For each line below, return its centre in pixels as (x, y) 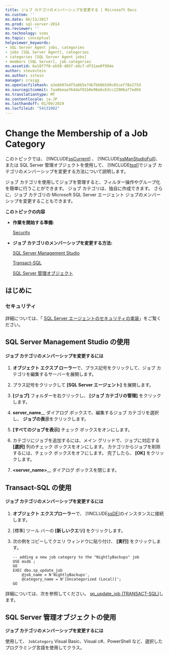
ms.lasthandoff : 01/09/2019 (35, 104)
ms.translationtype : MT (30, 94)
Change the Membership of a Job (76, 133)
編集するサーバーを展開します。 (63, 374)
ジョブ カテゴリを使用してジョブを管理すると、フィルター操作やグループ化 (83, 182)
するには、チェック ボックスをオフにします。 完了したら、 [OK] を (82, 453)
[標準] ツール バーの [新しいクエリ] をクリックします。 (69, 530)
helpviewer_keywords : (28, 43)
